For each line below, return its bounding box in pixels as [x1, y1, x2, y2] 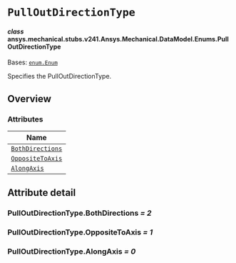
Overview [7, 92, 52, 105]
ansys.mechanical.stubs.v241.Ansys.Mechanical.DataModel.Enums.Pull [7, 34, 230, 43]
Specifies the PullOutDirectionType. [7, 72, 112, 81]
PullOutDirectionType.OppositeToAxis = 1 [7, 227, 153, 237]
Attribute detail [7, 187, 76, 199]
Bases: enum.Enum [7, 58, 58, 66]
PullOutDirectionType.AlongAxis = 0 [7, 247, 136, 257]
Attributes [7, 114, 43, 124]
